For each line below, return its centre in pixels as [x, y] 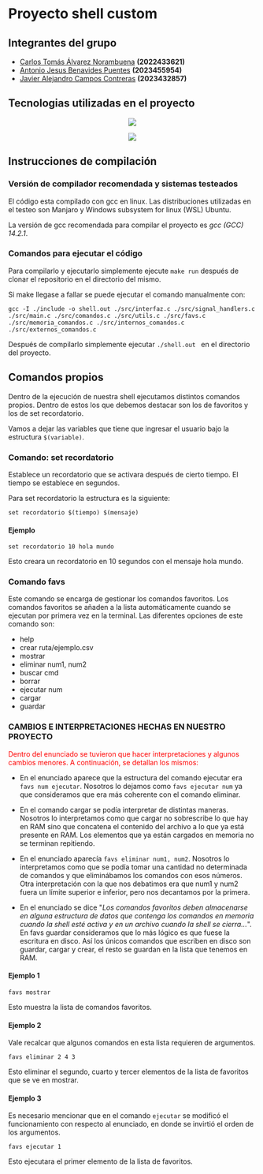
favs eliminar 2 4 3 [42, 1057]
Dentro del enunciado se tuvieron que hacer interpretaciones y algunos [124, 753]
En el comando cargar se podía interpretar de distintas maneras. [124, 809]
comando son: [31, 624]
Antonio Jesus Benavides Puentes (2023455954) [101, 70]
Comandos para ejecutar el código [76, 253]
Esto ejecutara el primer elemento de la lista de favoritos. [100, 1161]
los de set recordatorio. [46, 413]
